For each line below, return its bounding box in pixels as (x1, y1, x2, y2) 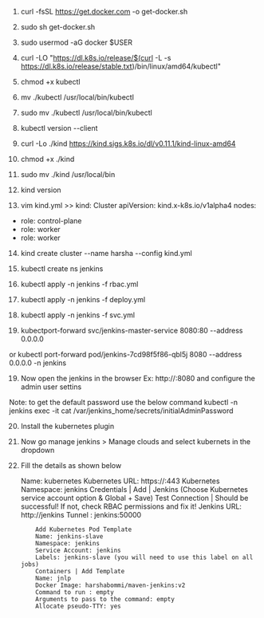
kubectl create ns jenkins (20, 264, 104, 274)
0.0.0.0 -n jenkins (9, 358, 67, 368)
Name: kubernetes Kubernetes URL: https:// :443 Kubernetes (20, 476, 220, 486)
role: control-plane (20, 216, 82, 226)
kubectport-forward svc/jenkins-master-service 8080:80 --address (20, 326, 243, 335)
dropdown (20, 446, 55, 455)
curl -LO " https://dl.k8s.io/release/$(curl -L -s (20, 53, 171, 62)
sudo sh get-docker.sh (20, 22, 96, 31)
